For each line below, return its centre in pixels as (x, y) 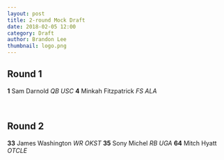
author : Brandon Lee (37, 40)
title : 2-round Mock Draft (46, 20)
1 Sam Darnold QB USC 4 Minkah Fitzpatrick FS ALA (82, 90)
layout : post (26, 14)
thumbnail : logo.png (37, 46)
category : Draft (31, 33)
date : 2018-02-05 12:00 (42, 26)
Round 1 (25, 74)
